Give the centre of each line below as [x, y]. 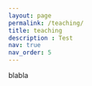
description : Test [41, 38]
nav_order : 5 [30, 53]
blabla [18, 75]
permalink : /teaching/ [46, 23]
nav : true [25, 45]
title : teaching [35, 30]
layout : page [30, 16]
